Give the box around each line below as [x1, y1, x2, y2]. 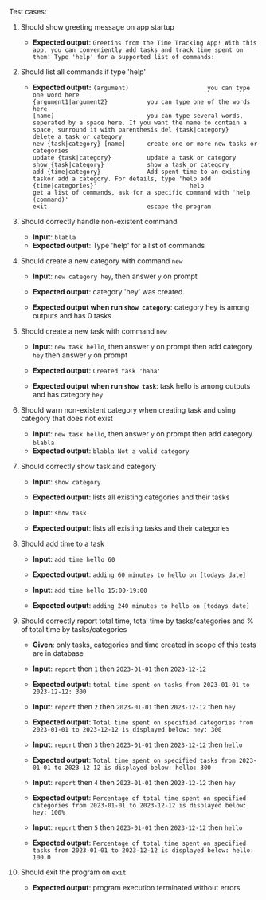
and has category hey [32, 390, 104, 399]
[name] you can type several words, [32, 112, 244, 120]
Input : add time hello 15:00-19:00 [32, 586, 148, 594]
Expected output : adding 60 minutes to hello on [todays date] [32, 570, 247, 579]
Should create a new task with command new [20, 326, 167, 336]
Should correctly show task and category [20, 462, 156, 471]
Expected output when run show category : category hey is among [32, 302, 250, 312]
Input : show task [32, 508, 87, 517]
